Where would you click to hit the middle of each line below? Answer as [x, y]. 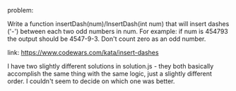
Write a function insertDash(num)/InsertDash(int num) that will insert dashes [118, 24]
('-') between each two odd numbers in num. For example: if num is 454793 [118, 31]
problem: [20, 10]
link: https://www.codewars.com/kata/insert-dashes [83, 53]
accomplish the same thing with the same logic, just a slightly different [110, 74]
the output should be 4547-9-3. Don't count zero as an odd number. [107, 39]
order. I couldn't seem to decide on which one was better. [91, 81]
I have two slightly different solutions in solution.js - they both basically [111, 66]
